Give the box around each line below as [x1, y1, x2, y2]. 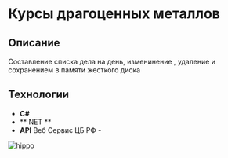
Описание [8, 36, 60, 50]
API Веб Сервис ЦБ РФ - [19, 125, 102, 134]
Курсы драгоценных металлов [8, 5, 221, 23]
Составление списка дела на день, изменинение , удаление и [8, 57, 216, 66]
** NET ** [19, 117, 52, 127]
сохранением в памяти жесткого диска [8, 65, 141, 75]
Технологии [8, 88, 69, 101]
